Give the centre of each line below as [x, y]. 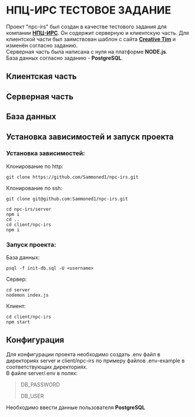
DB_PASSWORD [40, 385]
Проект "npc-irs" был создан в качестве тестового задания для [87, 27]
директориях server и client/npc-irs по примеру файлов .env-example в [95, 360]
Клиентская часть [41, 76]
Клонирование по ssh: [34, 188]
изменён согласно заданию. [42, 45]
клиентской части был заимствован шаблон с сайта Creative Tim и [91, 39]
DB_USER [32, 396]
